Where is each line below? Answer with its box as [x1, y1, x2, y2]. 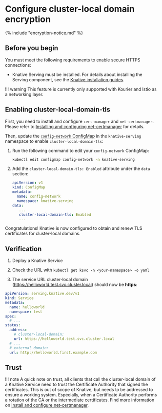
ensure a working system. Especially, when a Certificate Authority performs [5, 392, 157, 398]
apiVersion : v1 [12, 180, 43, 186]
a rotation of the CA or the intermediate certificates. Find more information [5, 397, 155, 403]
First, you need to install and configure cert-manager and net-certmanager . [5, 118, 154, 124]
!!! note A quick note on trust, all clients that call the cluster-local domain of [5, 376, 156, 382]
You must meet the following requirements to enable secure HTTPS [5, 57, 141, 63]
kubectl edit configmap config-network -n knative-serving [12, 157, 135, 162]
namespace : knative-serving [17, 198, 74, 203]
